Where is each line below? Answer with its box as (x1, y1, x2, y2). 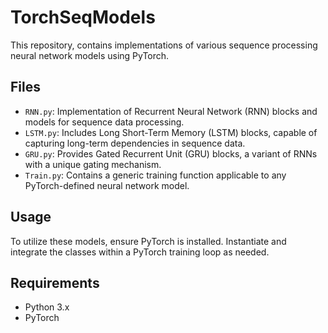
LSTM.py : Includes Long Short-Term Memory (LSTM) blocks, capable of (24, 126, 318, 138)
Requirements (10, 274, 100, 291)
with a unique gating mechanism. (24, 158, 162, 170)
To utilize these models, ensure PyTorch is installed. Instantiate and (10, 235, 287, 247)
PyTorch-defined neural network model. (24, 179, 190, 191)
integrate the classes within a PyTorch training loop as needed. (10, 246, 270, 258)
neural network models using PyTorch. (10, 49, 170, 61)
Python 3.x (24, 301, 70, 313)
